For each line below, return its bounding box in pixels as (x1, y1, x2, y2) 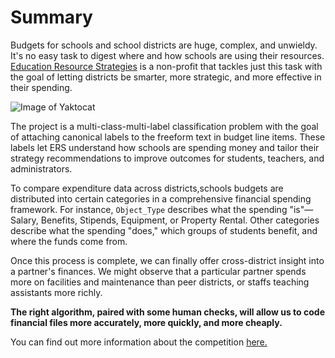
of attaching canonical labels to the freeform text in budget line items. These (10, 131, 326, 143)
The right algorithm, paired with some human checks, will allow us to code (10, 306, 325, 318)
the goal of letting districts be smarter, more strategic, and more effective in (10, 71, 322, 83)
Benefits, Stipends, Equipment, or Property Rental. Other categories (40, 214, 320, 226)
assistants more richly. (10, 286, 103, 298)
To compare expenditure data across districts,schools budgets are (10, 182, 284, 194)
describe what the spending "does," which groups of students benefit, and (10, 224, 318, 236)
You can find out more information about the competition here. (10, 336, 268, 348)
